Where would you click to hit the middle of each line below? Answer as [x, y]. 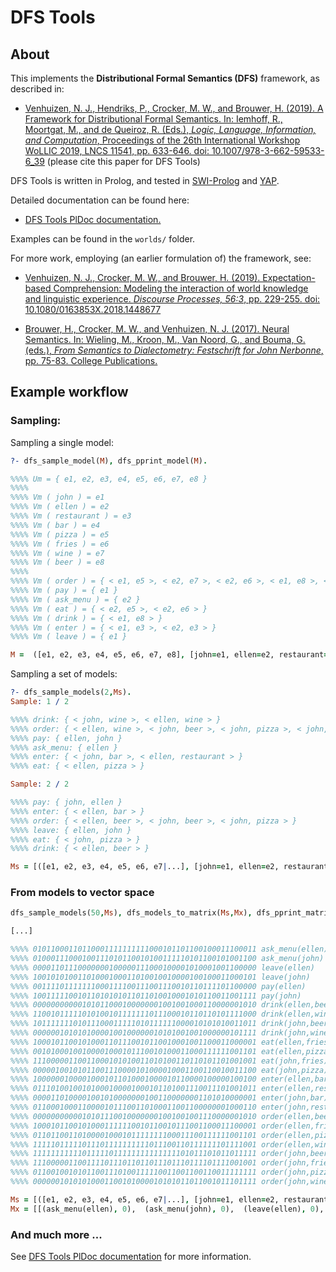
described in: [37, 89]
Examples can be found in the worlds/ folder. [103, 239]
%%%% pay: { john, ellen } [66, 802]
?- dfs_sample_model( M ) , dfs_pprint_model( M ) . [109, 461]
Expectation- [289, 277]
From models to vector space [82, 893]
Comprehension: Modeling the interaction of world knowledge [181, 288]
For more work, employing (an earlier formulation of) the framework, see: [161, 258]
